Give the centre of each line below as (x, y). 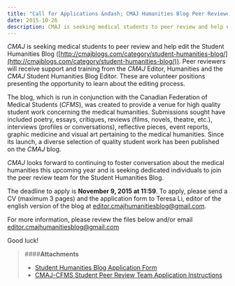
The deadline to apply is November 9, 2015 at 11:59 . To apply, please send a (117, 191)
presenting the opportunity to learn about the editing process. (96, 84)
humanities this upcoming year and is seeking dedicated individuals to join (114, 170)
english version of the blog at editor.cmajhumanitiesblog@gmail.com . (107, 206)
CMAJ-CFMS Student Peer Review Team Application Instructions (128, 275)
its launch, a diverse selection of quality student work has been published (113, 142)
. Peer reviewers (202, 62)
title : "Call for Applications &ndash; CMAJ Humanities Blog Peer (106, 14)
